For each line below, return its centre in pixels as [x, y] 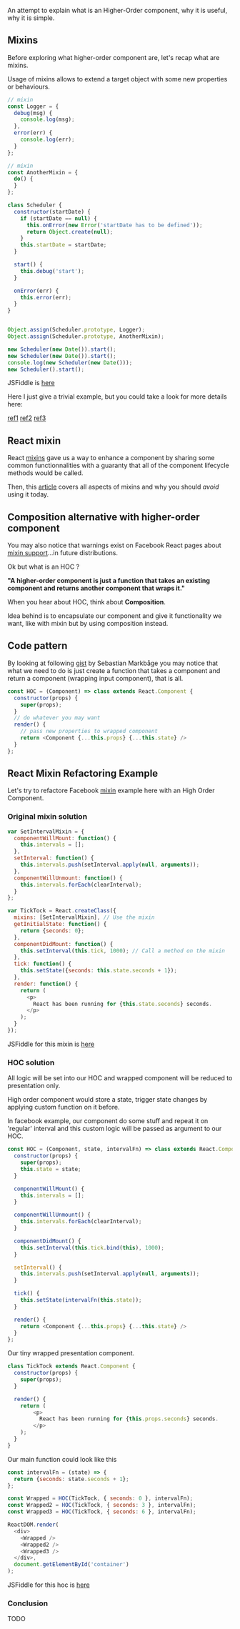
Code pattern [37, 646]
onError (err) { [36, 291]
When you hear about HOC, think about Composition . [87, 602]
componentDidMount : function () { [64, 944]
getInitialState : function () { [60, 925]
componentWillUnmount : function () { [68, 878]
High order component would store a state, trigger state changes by [107, 1100]
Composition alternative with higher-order [104, 517]
